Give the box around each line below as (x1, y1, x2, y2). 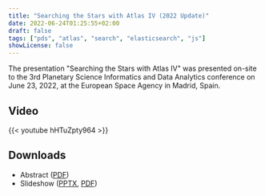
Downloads (8, 149, 66, 162)
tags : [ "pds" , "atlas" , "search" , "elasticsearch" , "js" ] (8, 34, 206, 43)
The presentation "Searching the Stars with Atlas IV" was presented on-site (8, 63, 258, 73)
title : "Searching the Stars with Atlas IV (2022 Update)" (8, 11, 210, 20)
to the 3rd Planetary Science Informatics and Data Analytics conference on (8, 72, 255, 82)
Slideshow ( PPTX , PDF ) (19, 178, 98, 188)
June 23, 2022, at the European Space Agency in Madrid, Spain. (8, 81, 221, 91)
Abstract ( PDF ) (19, 169, 70, 179)
